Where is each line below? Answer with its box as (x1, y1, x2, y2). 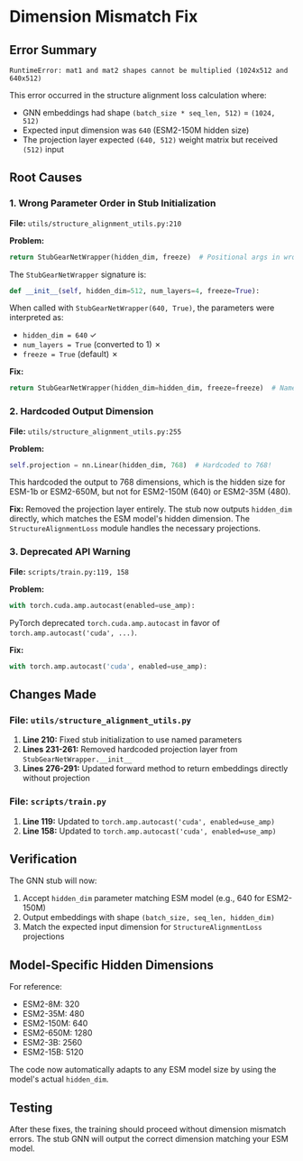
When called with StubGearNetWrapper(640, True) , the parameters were (9, 302, 275, 313)
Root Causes (9, 170, 83, 186)
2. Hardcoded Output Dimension (9, 405, 154, 418)
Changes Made (9, 686, 96, 702)
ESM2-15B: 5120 (22, 1046, 84, 1057)
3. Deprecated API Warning (9, 546, 131, 558)
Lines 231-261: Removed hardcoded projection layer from (22, 744, 238, 755)
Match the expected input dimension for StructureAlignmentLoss (22, 922, 263, 933)
